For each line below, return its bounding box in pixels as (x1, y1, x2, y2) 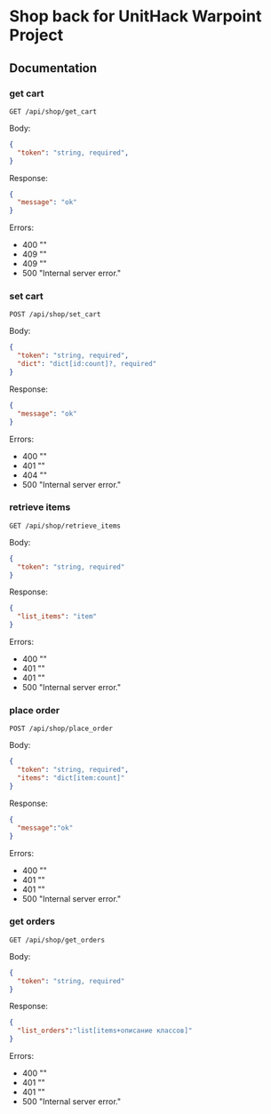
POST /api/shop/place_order (9, 724, 114, 734)
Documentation (9, 60, 98, 76)
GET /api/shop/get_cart (9, 107, 98, 116)
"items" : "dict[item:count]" (17, 774, 125, 783)
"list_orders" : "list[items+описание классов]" (17, 1026, 193, 1036)
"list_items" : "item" (17, 612, 98, 621)
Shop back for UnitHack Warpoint (9, 6, 262, 27)
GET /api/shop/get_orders (9, 935, 105, 944)
